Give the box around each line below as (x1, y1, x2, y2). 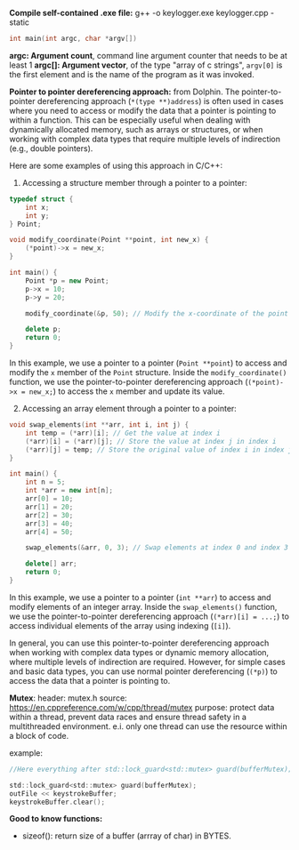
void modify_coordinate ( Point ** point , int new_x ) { (9, 236, 209, 245)
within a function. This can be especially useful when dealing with (9, 115, 251, 125)
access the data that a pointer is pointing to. (9, 675, 171, 686)
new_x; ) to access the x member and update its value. (28, 386, 225, 397)
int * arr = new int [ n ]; (25, 486, 114, 495)
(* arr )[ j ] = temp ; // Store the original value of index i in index (25, 445, 285, 454)
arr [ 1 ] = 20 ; (25, 502, 74, 511)
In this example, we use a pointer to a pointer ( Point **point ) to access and (9, 357, 287, 368)
